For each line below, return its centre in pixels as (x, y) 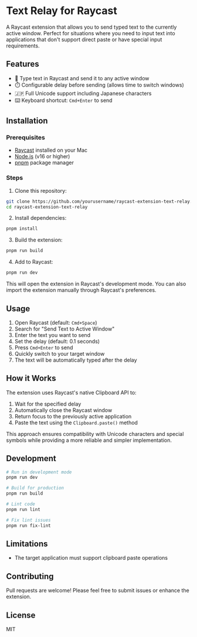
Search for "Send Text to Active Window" (64, 329)
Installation (27, 121)
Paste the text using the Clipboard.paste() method (76, 423)
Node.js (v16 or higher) (42, 156)
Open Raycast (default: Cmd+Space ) (56, 322)
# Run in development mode (39, 472)
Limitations (27, 544)
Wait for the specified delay (48, 404)
